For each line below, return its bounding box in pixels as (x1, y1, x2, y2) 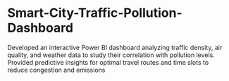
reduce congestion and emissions (7, 66, 106, 74)
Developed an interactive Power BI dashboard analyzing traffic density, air (7, 43, 223, 51)
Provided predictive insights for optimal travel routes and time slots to (7, 58, 209, 66)
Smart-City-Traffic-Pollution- (7, 5, 182, 21)
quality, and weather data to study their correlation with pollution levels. (7, 51, 215, 59)
